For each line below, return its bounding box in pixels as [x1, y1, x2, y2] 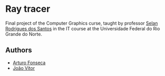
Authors [5, 46, 32, 54]
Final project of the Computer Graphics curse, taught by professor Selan [5, 20, 158, 26]
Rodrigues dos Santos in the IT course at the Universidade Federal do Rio [5, 25, 160, 31]
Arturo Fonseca [12, 60, 46, 66]
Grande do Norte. [5, 31, 43, 37]
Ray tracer [5, 3, 50, 15]
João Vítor [12, 65, 35, 71]
